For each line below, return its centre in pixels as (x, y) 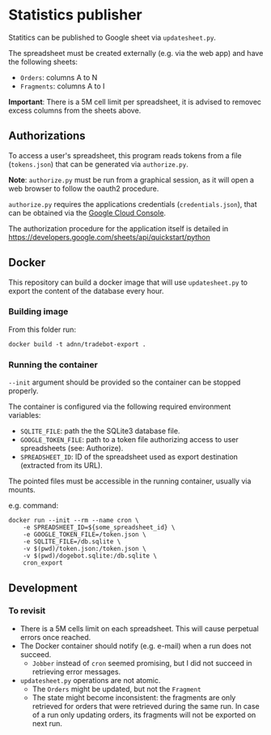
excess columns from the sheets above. (75, 110)
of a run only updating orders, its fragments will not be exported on (144, 715)
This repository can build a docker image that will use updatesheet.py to (128, 282)
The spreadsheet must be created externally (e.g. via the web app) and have (136, 53)
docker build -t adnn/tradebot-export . (78, 344)
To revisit (27, 611)
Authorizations (47, 136)
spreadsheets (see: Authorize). (72, 449)
